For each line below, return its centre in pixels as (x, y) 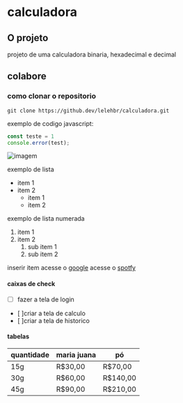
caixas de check (31, 284)
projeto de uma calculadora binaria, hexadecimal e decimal (91, 54)
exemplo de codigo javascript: (50, 123)
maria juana (76, 354)
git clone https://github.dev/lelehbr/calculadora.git (88, 111)
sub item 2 (43, 254)
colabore (27, 76)
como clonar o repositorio (51, 96)
